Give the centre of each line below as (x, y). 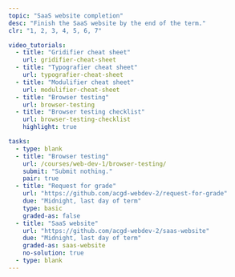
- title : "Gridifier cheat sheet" (73, 53)
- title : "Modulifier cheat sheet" (75, 82)
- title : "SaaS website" (57, 223)
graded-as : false (52, 216)
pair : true (41, 179)
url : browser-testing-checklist (77, 120)
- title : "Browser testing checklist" (81, 112)
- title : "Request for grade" (66, 186)
